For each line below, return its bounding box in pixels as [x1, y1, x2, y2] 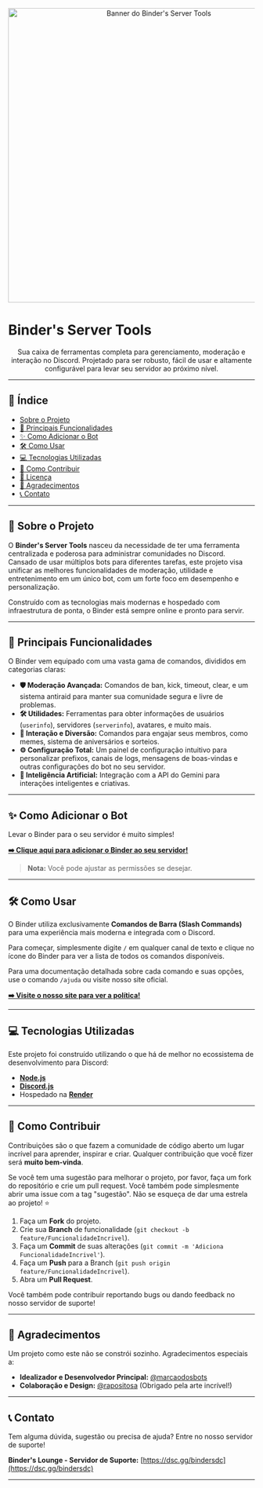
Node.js [19, 1073, 46, 1082]
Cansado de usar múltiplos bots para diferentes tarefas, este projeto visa [8, 557, 243, 566]
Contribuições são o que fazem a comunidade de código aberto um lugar [8, 1140, 245, 1150]
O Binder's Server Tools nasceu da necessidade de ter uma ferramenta [8, 540, 240, 550]
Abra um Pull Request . [19, 1274, 93, 1284]
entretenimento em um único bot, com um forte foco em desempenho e [8, 573, 240, 583]
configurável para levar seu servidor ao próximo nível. [44, 364, 219, 373]
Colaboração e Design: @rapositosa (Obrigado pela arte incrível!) [19, 1381, 232, 1391]
